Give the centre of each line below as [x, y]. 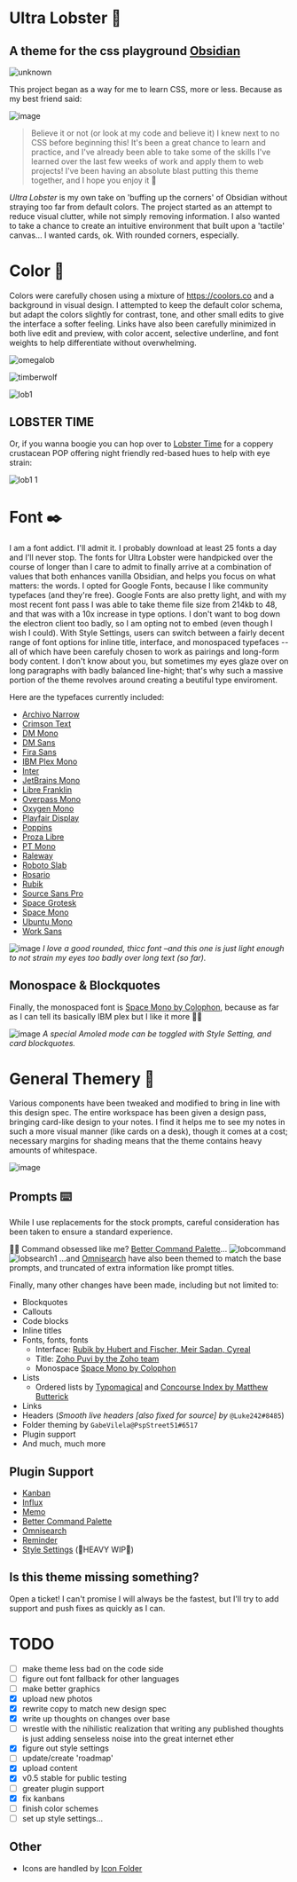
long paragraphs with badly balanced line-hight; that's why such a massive [146, 670]
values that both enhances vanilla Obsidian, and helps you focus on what [143, 576]
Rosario [36, 874]
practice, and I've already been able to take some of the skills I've [151, 152]
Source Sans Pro [53, 893]
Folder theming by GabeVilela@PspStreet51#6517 [110, 1425]
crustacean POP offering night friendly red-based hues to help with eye [140, 453]
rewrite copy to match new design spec [94, 1709]
